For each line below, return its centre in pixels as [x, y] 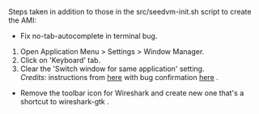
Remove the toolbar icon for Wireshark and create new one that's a [132, 93]
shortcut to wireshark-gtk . [64, 101]
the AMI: [23, 20]
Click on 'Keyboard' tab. [60, 60]
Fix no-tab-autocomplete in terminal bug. [89, 36]
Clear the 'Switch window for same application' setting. [112, 69]
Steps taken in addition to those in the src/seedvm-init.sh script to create [130, 12]
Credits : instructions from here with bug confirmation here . [119, 77]
